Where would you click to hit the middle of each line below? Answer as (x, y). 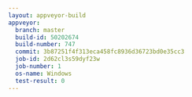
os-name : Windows (44, 74)
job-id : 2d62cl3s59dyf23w (58, 59)
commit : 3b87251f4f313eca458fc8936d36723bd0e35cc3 (100, 52)
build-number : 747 (46, 45)
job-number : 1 (38, 66)
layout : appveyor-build (47, 15)
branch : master (40, 30)
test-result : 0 (40, 81)
